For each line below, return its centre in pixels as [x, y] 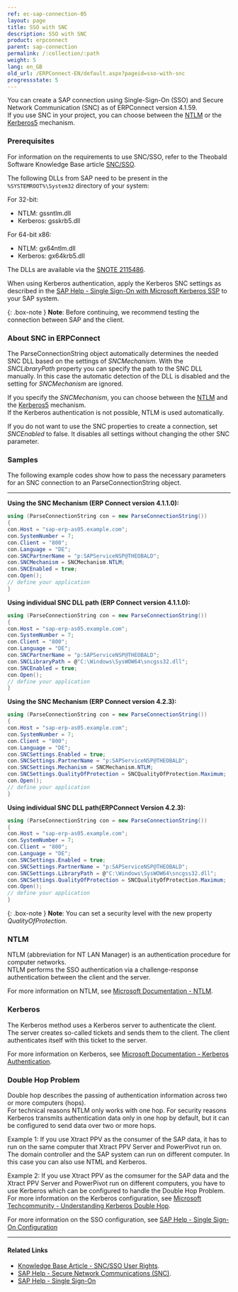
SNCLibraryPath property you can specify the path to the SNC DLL [105, 368]
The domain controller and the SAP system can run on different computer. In [119, 1154]
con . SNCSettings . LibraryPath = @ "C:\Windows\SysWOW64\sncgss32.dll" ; [112, 873]
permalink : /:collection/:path [53, 54]
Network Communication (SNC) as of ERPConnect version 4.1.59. [102, 108]
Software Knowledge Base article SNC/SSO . [72, 164]
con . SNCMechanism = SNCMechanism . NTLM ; [66, 563]
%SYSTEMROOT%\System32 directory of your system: [79, 185]
